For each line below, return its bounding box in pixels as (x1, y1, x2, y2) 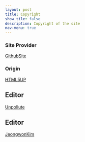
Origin (5, 65, 21, 72)
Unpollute (5, 104, 25, 110)
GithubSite (5, 53, 27, 59)
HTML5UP (5, 76, 26, 82)
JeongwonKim (5, 131, 34, 137)
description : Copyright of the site (5, 21, 80, 26)
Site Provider (5, 42, 37, 49)
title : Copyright (5, 12, 41, 17)
